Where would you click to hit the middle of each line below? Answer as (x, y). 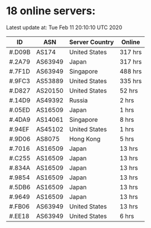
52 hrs (128, 90)
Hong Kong (85, 139)
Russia (78, 100)
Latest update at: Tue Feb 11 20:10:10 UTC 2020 (64, 27)
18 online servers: (51, 11)
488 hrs (131, 71)
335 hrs (131, 81)
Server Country (91, 42)
